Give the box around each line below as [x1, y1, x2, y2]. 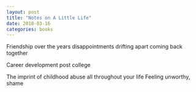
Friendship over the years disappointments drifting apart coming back [6, 43, 183, 50]
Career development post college [6, 61, 91, 69]
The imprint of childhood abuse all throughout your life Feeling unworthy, [6, 73, 190, 80]
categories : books [6, 26, 53, 33]
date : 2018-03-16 [6, 20, 51, 26]
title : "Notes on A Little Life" [6, 15, 92, 21]
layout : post [6, 9, 40, 15]
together [6, 50, 28, 57]
